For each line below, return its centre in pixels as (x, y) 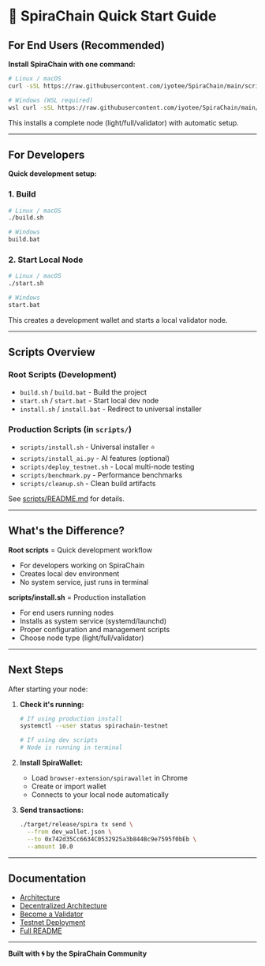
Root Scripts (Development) (62, 375)
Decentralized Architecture (63, 906)
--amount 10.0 (50, 846)
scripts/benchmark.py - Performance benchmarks (101, 475)
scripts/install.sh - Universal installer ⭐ (88, 447)
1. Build (22, 194)
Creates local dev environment (69, 573)
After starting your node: (48, 689)
